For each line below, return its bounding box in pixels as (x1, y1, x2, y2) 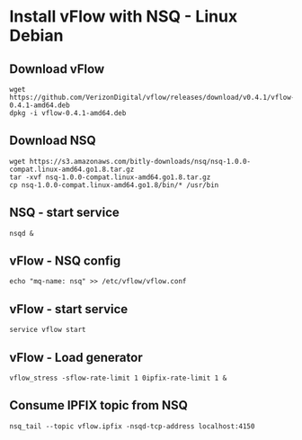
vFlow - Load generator (9, 349, 143, 365)
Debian (9, 25, 64, 46)
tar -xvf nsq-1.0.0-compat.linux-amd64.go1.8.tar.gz (9, 173, 211, 182)
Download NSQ (9, 133, 96, 148)
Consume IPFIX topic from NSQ (9, 398, 189, 413)
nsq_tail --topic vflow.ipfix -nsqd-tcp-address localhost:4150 (9, 421, 255, 431)
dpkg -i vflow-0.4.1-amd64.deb (9, 109, 127, 118)
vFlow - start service (9, 301, 129, 317)
